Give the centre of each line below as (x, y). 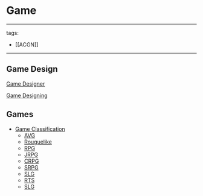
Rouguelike (38, 142)
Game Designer (26, 84)
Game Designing (27, 95)
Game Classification (40, 129)
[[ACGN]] (27, 44)
